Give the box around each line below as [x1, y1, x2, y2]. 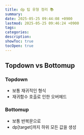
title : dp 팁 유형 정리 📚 [5, 7, 54, 12]
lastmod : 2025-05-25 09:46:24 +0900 [5, 20, 79, 26]
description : [5, 35, 32, 39]
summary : [5, 12, 23, 17]
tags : [5, 25, 16, 30]
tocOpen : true [5, 43, 34, 48]
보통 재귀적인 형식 [12, 88, 46, 94]
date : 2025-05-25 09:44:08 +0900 [5, 16, 73, 21]
